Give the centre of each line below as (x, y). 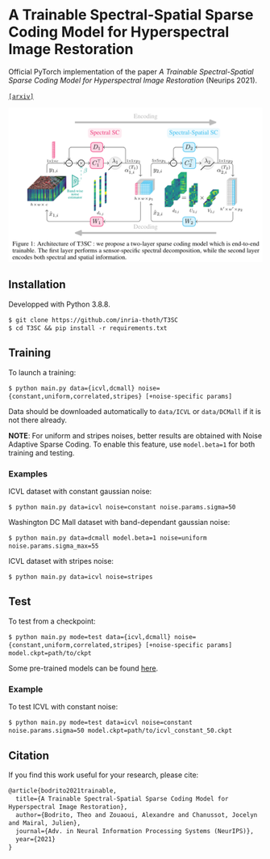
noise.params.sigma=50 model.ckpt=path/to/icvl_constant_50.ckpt (120, 731)
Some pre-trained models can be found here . (83, 668)
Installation (37, 285)
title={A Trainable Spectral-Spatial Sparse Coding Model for (122, 798)
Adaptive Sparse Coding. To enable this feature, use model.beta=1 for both (132, 444)
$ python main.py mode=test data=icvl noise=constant (101, 723)
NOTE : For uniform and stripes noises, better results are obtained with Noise (135, 435)
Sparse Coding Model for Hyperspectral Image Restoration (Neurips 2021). (133, 80)
